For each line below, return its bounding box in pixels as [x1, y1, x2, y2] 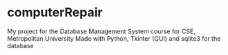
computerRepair [7, 5, 103, 20]
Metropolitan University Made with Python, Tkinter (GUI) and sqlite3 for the [7, 34, 221, 42]
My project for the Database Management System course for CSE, [7, 27, 196, 35]
